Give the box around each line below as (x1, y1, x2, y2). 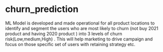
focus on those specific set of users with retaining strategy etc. (5, 41, 136, 47)
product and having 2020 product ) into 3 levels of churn (5, 30, 122, 36)
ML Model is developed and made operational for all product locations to (5, 20, 155, 26)
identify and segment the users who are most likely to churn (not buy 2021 (5, 25, 158, 31)
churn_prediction (5, 3, 78, 15)
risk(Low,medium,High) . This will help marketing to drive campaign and (5, 36, 153, 42)
